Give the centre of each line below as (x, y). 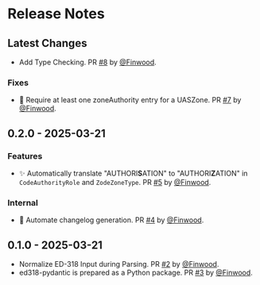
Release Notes (56, 14)
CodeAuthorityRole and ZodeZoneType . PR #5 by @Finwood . (115, 182)
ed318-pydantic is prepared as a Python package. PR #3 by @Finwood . (136, 273)
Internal (23, 202)
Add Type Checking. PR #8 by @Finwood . (87, 62)
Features (25, 156)
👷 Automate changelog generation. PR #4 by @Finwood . (111, 220)
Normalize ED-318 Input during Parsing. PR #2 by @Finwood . (119, 264)
